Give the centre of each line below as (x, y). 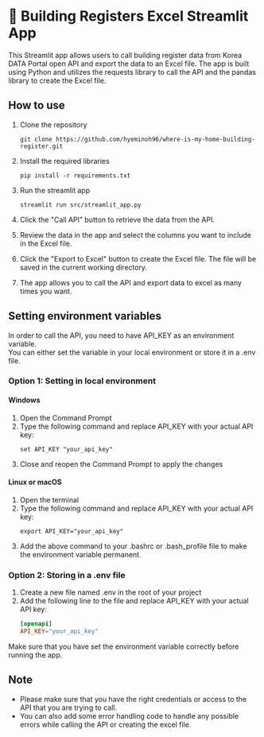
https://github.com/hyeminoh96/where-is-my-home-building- (155, 139)
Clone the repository (53, 124)
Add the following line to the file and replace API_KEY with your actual (134, 601)
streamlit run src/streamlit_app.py (80, 205)
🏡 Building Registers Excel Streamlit (128, 16)
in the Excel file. (46, 243)
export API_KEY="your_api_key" (72, 531)
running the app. (35, 654)
